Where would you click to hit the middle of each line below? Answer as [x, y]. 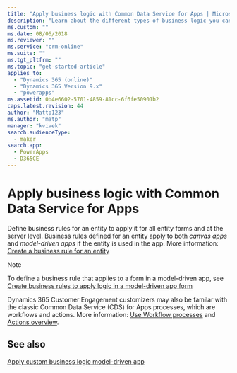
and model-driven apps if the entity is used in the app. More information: [113, 243]
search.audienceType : [39, 132]
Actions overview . [33, 322]
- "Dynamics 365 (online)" [53, 80]
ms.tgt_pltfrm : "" [34, 60]
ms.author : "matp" [34, 119]
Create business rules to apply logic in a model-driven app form [100, 286]
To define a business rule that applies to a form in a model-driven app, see [116, 278]
